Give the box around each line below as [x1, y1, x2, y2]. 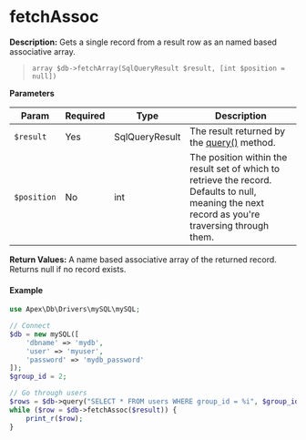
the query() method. [189, 136, 276, 148]
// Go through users [9, 389, 88, 398]
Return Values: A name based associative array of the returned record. [9, 253, 278, 265]
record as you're [189, 208, 260, 220]
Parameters [9, 87, 55, 98]
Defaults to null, [189, 185, 257, 198]
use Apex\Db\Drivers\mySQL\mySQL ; [9, 305, 141, 314]
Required [65, 109, 106, 122]
